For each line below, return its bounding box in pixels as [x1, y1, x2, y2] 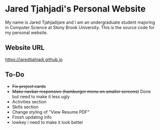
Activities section [12, 99, 47, 104]
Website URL [5, 43, 45, 52]
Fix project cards [12, 83, 46, 89]
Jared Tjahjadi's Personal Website [5, 3, 146, 14]
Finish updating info [12, 114, 52, 120]
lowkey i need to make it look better [12, 119, 83, 125]
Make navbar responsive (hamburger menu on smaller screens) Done [12, 88, 151, 94]
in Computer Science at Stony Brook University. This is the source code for [5, 24, 155, 30]
